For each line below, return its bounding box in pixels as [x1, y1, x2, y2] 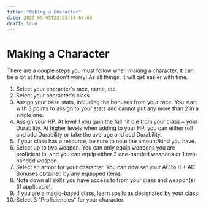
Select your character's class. [15, 92, 91, 99]
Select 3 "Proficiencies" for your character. [15, 196, 125, 203]
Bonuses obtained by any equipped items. [15, 170, 123, 178]
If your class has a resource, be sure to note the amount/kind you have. [15, 137, 196, 145]
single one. [15, 112, 44, 119]
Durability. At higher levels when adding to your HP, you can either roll [15, 124, 193, 132]
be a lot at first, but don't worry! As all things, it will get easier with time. [7, 74, 188, 81]
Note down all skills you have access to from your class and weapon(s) [15, 177, 196, 184]
